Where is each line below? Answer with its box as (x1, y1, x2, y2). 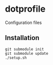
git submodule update (5, 51, 49, 56)
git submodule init (5, 46, 44, 52)
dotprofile (5, 3, 46, 15)
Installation (5, 34, 40, 42)
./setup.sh (5, 55, 27, 60)
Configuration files (5, 20, 42, 25)
